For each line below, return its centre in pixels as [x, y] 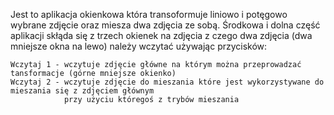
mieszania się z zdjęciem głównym [82, 91]
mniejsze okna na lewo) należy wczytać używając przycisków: [139, 46]
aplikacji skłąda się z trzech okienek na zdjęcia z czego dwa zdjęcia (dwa [161, 35]
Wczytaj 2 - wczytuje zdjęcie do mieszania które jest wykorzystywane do [167, 82]
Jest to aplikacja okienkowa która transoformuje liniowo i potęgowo [149, 14]
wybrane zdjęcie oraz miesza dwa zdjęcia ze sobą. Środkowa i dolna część [165, 25]
